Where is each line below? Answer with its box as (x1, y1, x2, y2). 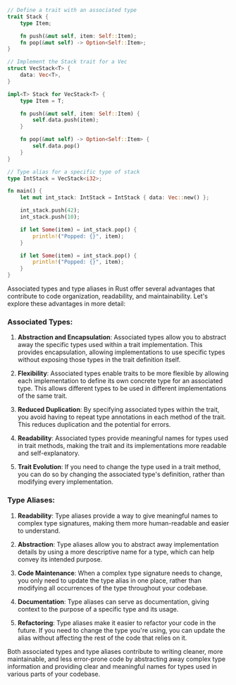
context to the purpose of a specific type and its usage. (17, 605, 179, 613)
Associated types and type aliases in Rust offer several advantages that (7, 284, 216, 293)
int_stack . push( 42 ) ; (20, 207, 80, 214)
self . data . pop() (32, 143, 80, 150)
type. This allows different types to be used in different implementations (17, 384, 227, 393)
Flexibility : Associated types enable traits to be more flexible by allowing (17, 369, 229, 377)
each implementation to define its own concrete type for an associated (17, 377, 223, 385)
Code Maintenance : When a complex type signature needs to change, (17, 569, 223, 577)
